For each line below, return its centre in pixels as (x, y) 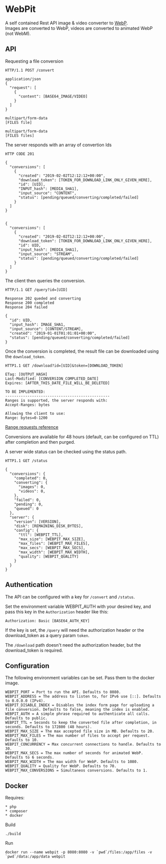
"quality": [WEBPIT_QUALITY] (48, 556)
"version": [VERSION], (38, 522)
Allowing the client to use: (35, 413)
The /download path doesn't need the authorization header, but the (73, 645)
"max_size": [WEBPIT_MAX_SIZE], (52, 539)
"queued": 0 (26, 508)
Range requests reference (32, 427)
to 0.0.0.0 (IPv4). (25, 701)
